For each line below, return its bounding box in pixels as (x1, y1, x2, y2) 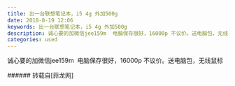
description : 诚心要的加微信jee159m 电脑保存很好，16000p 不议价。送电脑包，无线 (7, 29, 229, 37)
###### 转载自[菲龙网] (7, 71, 74, 80)
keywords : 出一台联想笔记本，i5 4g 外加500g (7, 23, 127, 30)
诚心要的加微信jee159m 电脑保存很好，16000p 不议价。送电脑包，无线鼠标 (7, 57, 224, 65)
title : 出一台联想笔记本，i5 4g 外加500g (7, 10, 118, 17)
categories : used (7, 36, 58, 43)
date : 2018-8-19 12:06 (7, 17, 73, 24)
